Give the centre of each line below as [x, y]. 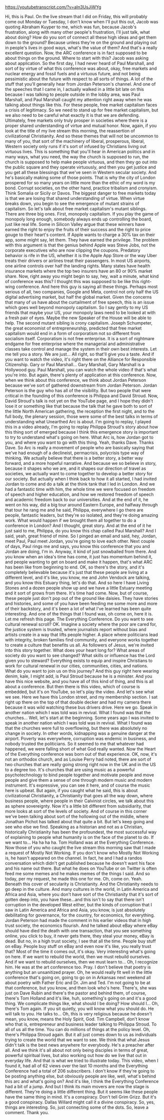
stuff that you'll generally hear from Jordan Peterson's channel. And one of [81, 84]
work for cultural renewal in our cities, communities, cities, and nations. [77, 666]
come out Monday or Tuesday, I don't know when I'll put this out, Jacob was [82, 22]
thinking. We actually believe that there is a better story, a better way [74, 458]
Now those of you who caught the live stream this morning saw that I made [81, 847]
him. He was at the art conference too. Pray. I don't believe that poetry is [78, 967]
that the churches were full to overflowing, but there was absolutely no [76, 728]
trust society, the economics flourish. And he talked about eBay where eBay [81, 925]
